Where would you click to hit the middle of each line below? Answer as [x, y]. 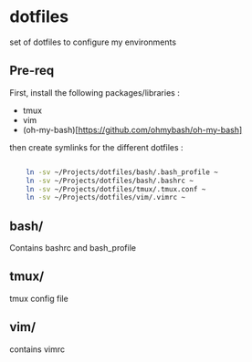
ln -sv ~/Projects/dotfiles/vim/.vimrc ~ [105, 198]
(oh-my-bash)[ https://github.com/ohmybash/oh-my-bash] [132, 129]
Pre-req [32, 71]
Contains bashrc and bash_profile [73, 248]
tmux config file [39, 298]
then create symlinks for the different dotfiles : [97, 147]
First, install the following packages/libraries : [94, 92]
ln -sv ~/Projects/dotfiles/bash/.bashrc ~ [110, 181]
